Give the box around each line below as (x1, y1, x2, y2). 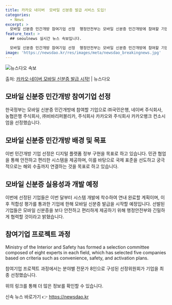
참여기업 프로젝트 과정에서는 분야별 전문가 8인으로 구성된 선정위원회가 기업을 (5, 265, 159, 272)
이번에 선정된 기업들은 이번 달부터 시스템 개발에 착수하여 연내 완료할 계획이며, (5, 194, 160, 200)
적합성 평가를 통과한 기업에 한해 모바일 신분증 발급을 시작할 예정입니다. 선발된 (10, 201, 165, 207)
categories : (5, 12, 31, 17)
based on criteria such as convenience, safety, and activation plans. (5, 255, 149, 261)
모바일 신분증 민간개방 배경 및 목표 (5, 136, 106, 145)
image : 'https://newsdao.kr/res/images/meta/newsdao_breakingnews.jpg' (5, 50, 161, 55)
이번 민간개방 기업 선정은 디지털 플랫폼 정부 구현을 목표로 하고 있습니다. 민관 (5, 151, 157, 157)
